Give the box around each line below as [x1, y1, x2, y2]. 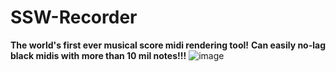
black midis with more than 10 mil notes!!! [10, 49, 187, 61]
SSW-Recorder [10, 6, 138, 29]
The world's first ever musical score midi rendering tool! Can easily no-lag [10, 39, 327, 51]
